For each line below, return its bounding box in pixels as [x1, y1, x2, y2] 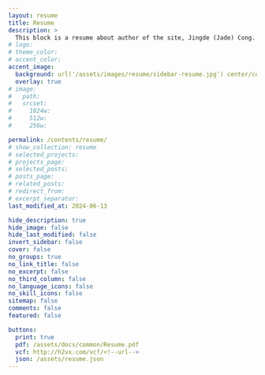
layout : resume [8, 11, 58, 20]
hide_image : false [8, 223, 69, 231]
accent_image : [8, 63, 55, 71]
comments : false [8, 305, 62, 313]
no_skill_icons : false [8, 290, 83, 298]
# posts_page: [8, 173, 55, 181]
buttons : [8, 325, 37, 334]
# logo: [8, 41, 34, 49]
